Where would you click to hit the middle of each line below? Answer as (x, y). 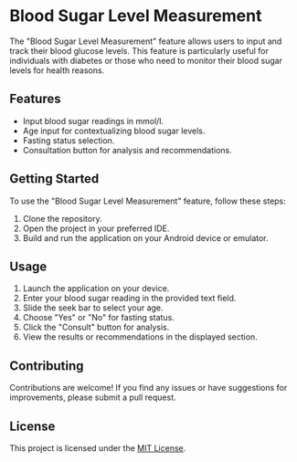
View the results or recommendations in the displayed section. (140, 337)
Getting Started (54, 179)
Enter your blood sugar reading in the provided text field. (129, 299)
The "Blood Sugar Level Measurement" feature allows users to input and (146, 41)
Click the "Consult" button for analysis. (96, 327)
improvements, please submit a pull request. (93, 397)
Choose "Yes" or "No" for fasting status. (99, 318)
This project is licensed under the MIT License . (98, 448)
